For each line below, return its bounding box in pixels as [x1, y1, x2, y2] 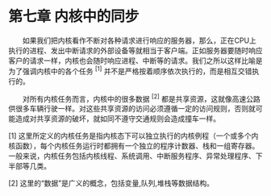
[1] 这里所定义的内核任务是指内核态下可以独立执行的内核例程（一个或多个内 [8, 131, 259, 141]
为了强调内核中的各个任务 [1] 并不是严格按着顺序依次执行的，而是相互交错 [8, 65, 252, 76]
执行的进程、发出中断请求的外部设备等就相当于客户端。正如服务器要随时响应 [8, 45, 263, 55]
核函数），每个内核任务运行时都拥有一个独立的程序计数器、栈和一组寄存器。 [8, 141, 260, 151]
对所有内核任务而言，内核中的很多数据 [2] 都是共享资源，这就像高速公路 [23, 92, 261, 103]
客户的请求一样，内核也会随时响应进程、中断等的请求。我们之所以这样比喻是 [8, 56, 263, 65]
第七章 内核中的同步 [8, 7, 140, 26]
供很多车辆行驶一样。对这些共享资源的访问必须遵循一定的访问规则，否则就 [8, 104, 256, 114]
